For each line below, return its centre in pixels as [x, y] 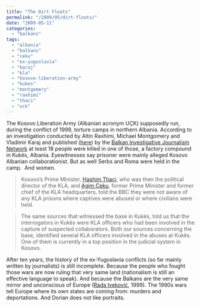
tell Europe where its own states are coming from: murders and [84, 291]
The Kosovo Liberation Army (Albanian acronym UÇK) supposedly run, [93, 123]
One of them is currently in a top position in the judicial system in [101, 241]
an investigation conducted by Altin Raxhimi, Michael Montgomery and [93, 136]
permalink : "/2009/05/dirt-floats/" [52, 17]
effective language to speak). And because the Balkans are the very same [97, 278]
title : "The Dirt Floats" [38, 12]
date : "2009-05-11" [31, 23]
